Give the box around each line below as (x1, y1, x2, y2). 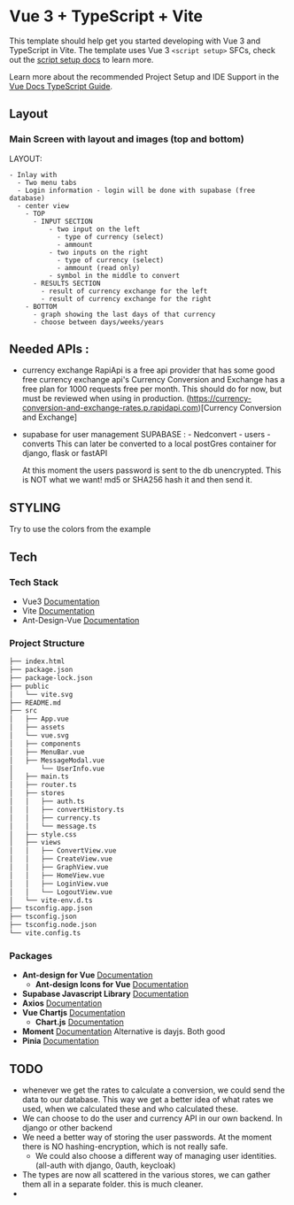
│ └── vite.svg (9, 690, 73, 699)
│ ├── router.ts (9, 781, 77, 790)
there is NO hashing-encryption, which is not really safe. (21, 1141, 228, 1152)
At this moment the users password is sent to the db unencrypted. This (21, 465, 282, 475)
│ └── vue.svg (9, 731, 69, 740)
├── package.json (9, 666, 73, 675)
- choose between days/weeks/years (32, 317, 165, 327)
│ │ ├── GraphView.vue (9, 863, 109, 872)
